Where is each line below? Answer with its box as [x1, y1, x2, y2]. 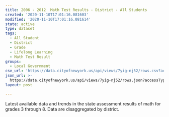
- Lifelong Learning [10, 49, 53, 54]
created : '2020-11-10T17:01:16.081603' [5, 12, 89, 17]
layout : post [5, 82, 33, 87]
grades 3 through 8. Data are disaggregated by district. [5, 106, 120, 112]
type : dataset [5, 26, 35, 31]
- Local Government [10, 64, 51, 69]
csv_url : [5, 69, 24, 74]
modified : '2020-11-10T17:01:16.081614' [5, 17, 92, 22]
